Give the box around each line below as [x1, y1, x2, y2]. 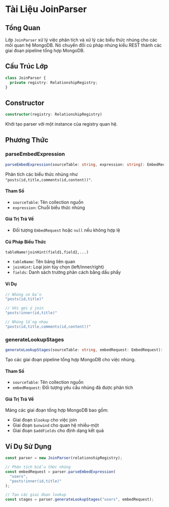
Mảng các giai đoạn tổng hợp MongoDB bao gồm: [5, 407, 109, 413]
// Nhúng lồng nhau [5, 320, 49, 325]
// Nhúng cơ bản [5, 292, 42, 297]
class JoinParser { [5, 75, 46, 80]
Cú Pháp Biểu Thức [5, 239, 46, 245]
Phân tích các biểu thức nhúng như [5, 171, 78, 177]
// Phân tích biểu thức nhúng [5, 465, 71, 470]
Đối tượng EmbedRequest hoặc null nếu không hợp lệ [12, 227, 121, 233]
